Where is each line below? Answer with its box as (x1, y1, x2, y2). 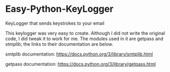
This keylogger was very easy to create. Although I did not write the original (5, 30, 165, 36)
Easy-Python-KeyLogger (5, 3, 114, 15)
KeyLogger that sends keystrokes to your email (5, 20, 105, 26)
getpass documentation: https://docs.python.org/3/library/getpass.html (5, 61, 156, 67)
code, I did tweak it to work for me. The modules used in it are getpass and (5, 35, 164, 42)
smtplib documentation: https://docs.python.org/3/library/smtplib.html (5, 51, 153, 57)
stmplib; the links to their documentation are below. (5, 41, 114, 47)
